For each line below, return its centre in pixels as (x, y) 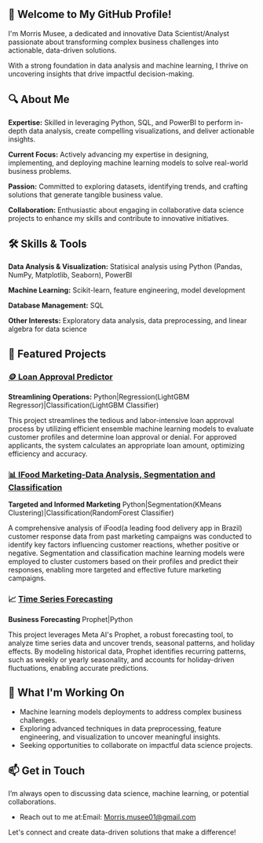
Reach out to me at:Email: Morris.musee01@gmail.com (108, 817)
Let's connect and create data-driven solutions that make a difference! (122, 832)
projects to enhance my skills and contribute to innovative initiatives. (119, 218)
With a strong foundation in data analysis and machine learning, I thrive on (128, 65)
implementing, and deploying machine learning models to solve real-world (128, 163)
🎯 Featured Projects (57, 353)
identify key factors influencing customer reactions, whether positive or (124, 545)
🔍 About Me (39, 99)
